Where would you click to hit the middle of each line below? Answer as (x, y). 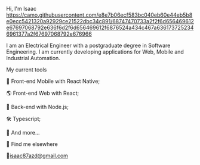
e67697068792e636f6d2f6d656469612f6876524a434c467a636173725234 (100, 27)
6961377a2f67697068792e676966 (49, 34)
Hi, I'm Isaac (21, 9)
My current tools (27, 70)
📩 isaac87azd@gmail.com (37, 155)
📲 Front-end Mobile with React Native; (53, 81)
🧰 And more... (23, 133)
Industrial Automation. (33, 58)
